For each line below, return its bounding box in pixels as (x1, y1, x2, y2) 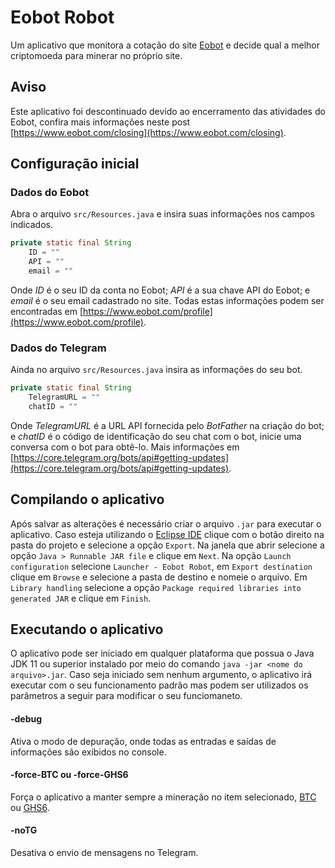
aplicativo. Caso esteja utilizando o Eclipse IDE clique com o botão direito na (10, 528, 325, 540)
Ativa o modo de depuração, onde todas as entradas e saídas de (10, 735, 277, 747)
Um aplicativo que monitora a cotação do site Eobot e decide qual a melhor (10, 39, 320, 51)
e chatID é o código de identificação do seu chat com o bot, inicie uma (10, 430, 302, 442)
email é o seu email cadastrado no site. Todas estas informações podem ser (10, 294, 325, 306)
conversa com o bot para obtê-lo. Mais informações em (10, 441, 240, 453)
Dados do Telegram (10, 341, 107, 355)
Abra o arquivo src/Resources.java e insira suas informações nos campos (10, 208, 315, 220)
